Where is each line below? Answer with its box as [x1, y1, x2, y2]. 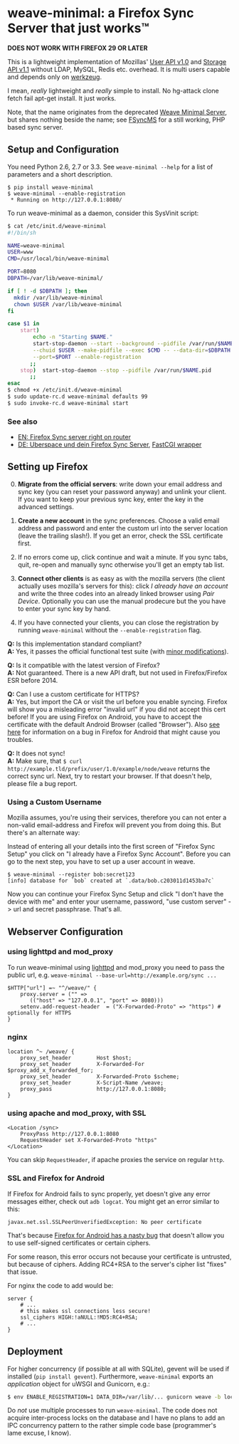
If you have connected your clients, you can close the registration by [17, 618, 219, 627]
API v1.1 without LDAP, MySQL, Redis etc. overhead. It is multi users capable [7, 65, 230, 73]
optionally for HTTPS [7, 1009, 72, 1016]
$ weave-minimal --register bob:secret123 [7, 871, 135, 879]
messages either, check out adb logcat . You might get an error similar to [7, 1197, 220, 1205]
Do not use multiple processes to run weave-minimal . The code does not [7, 1406, 218, 1415]
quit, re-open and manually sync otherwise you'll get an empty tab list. [17, 560, 225, 569]
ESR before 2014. [7, 676, 58, 684]
